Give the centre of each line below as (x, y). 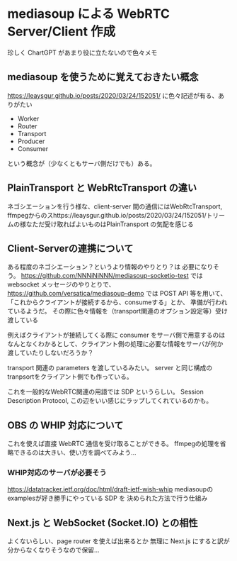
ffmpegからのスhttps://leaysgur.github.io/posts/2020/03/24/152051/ (107, 215)
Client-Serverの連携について (70, 248)
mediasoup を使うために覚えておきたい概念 (103, 77)
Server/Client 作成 (62, 32)
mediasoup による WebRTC (88, 14)
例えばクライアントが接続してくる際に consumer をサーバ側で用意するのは (116, 335)
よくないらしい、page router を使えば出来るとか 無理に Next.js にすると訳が (118, 541)
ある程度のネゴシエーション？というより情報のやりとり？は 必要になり (110, 267)
